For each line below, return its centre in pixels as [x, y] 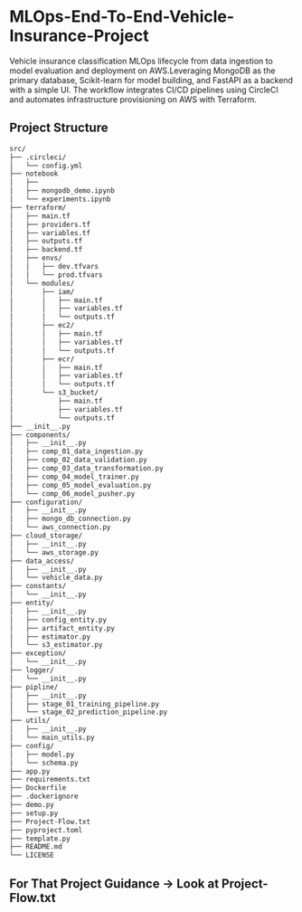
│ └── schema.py [44, 763]
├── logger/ [32, 670]
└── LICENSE [32, 855]
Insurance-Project [79, 36]
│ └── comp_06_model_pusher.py [72, 494]
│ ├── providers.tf [50, 224]
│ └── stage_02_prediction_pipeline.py [89, 712]
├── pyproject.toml [46, 830]
